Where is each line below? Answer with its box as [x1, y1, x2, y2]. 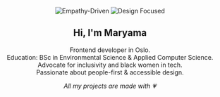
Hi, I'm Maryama [73, 27, 147, 39]
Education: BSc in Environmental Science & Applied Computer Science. [6, 53, 214, 61]
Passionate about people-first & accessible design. [36, 67, 184, 77]
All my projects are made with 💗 [63, 82, 157, 90]
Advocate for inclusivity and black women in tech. [37, 60, 183, 69]
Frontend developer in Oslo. [69, 46, 151, 54]
